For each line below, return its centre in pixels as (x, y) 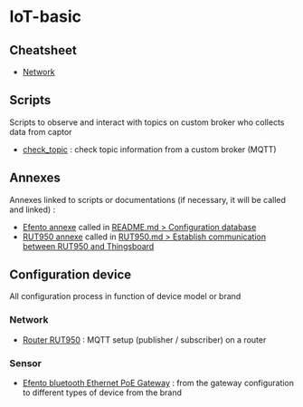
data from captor (41, 131)
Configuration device (71, 275)
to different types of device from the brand (102, 392)
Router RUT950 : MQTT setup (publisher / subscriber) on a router (144, 339)
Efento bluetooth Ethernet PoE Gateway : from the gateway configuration (158, 383)
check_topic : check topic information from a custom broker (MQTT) (150, 149)
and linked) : (33, 209)
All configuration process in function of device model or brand (125, 296)
